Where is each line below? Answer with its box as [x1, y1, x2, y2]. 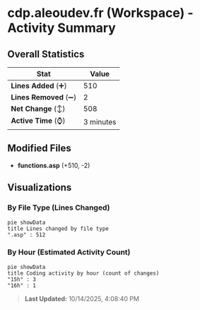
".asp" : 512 [7, 231, 46, 238]
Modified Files [7, 143, 72, 155]
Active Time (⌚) [11, 116, 66, 125]
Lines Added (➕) [11, 81, 67, 90]
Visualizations [7, 181, 72, 193]
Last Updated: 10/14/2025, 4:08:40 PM [24, 294, 140, 303]
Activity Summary [7, 20, 117, 36]
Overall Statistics [7, 48, 85, 60]
